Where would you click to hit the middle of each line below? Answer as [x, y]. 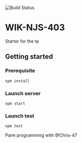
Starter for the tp [22, 41]
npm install [17, 81]
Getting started [29, 57]
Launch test [20, 116]
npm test [14, 126]
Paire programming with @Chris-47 [41, 135]
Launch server [23, 93]
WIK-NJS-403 [35, 28]
